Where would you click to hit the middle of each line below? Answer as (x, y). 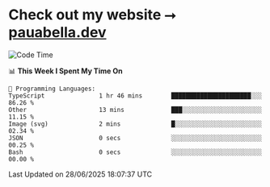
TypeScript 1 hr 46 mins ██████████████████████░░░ (135, 96)
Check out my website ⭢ (92, 15)
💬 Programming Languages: (52, 89)
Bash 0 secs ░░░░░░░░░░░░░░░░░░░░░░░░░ (135, 152)
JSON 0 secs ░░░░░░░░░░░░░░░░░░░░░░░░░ (135, 138)
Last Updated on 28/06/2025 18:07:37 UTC (80, 174)
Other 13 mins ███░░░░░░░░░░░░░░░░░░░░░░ (135, 110)
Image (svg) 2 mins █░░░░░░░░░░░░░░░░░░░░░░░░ (135, 124)
